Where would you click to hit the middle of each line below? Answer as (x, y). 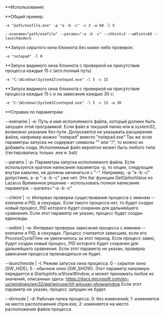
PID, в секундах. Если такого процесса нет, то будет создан (91, 203)
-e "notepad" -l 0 (24, 56)
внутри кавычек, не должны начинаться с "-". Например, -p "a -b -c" (78, 172)
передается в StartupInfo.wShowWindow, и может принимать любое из (80, 274)
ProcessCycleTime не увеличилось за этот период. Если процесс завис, (80, 238)
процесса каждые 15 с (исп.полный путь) (48, 71)
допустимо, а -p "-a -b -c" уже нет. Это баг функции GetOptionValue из (79, 178)
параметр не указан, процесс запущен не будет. (56, 289)
